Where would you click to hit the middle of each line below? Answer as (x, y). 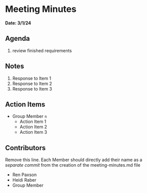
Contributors (25, 148)
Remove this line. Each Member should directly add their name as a (74, 160)
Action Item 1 (33, 122)
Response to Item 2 (32, 84)
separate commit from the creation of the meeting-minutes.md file (73, 165)
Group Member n (29, 116)
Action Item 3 (33, 132)
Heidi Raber (24, 180)
